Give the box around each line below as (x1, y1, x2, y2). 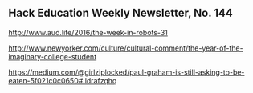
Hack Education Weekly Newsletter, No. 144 (8, 6, 233, 20)
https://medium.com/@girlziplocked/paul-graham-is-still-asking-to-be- (8, 67, 245, 77)
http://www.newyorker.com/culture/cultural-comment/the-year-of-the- (8, 43, 243, 53)
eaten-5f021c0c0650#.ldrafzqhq (8, 75, 117, 85)
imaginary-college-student (8, 51, 97, 61)
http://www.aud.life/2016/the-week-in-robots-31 (8, 27, 169, 37)
